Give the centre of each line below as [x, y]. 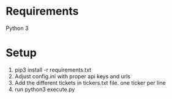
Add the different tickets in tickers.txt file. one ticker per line [90, 82]
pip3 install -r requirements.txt [53, 70]
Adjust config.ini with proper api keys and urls [73, 76]
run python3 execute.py [45, 89]
